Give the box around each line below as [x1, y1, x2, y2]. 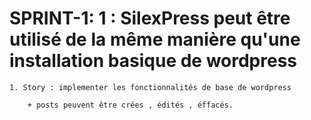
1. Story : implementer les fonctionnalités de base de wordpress [9, 82, 292, 92]
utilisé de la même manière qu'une [9, 28, 301, 51]
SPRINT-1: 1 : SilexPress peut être [9, 7, 291, 30]
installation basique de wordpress [9, 50, 298, 72]
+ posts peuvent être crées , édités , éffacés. [27, 100, 234, 110]
